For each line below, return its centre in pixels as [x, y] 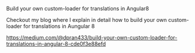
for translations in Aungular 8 [59, 26]
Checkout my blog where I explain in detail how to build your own [87, 20]
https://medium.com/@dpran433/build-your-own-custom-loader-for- [92, 37]
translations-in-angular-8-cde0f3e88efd [56, 44]
